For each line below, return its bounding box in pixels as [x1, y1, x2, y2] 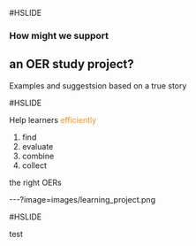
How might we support [9, 29, 109, 42]
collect [21, 159, 47, 171]
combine [21, 150, 55, 161]
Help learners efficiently [9, 114, 97, 125]
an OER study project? [9, 57, 134, 72]
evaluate [21, 141, 54, 151]
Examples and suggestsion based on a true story [9, 80, 187, 91]
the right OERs [9, 177, 62, 188]
